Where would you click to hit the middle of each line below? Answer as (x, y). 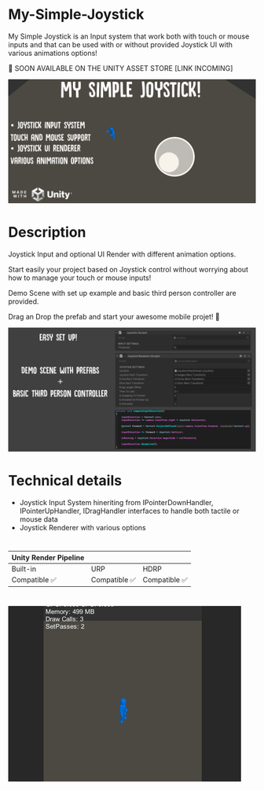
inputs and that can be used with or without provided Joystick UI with (121, 44)
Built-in (24, 569)
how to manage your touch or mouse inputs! (80, 278)
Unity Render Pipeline (48, 557)
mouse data (39, 519)
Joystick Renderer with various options (83, 527)
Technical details (65, 481)
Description (47, 233)
